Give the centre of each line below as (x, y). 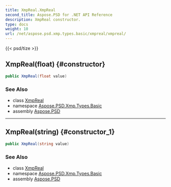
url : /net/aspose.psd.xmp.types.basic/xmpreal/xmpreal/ (66, 34)
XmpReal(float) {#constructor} (55, 64)
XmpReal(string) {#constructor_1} (60, 132)
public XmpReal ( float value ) (36, 76)
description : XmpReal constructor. (43, 19)
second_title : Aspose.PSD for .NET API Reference (59, 15)
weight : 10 (17, 29)
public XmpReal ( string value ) (37, 144)
